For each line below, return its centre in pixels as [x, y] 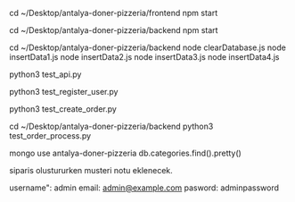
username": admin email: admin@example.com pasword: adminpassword [144, 188]
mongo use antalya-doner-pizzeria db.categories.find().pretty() [126, 153]
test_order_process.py [50, 136]
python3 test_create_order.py [63, 109]
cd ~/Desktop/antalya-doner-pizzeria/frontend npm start [114, 13]
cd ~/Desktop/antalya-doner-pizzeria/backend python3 [111, 126]
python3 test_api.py [45, 74]
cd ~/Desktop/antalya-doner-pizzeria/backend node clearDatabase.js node [148, 47]
